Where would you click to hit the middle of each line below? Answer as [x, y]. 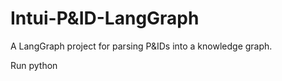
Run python [34, 65]
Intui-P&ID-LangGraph [105, 18]
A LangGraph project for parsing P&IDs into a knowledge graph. [141, 46]
